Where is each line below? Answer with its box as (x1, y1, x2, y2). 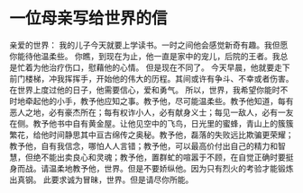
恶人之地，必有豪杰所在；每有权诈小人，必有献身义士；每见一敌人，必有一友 (9, 107, 294, 118)
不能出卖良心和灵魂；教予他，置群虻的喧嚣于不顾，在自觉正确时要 (40, 152, 286, 162)
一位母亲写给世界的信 (9, 8, 169, 29)
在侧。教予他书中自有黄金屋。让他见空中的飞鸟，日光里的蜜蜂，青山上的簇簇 (9, 118, 294, 128)
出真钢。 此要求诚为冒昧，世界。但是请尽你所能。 (9, 174, 194, 185)
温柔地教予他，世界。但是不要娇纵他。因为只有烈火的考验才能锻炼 (48, 162, 294, 173)
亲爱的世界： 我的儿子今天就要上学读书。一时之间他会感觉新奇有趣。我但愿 (9, 39, 289, 50)
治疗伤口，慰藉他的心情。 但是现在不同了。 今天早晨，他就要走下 (48, 62, 290, 73)
